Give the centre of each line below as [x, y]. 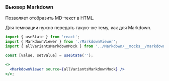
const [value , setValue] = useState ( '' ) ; [49, 55]
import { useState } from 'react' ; [43, 37]
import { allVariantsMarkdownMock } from [49, 46]
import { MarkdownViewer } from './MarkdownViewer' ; [62, 42]
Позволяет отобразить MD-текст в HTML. [50, 18]
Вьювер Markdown [29, 7]
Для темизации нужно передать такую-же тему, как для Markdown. [78, 28]
